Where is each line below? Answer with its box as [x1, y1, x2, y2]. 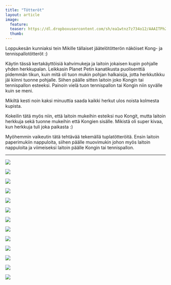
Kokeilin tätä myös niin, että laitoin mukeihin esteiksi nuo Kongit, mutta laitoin [5, 113, 166, 119]
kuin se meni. [5, 88, 34, 93]
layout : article [5, 12, 40, 17]
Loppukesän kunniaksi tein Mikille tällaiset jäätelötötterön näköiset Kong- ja [5, 45, 163, 51]
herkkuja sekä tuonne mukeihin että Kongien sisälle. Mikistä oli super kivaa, [5, 118, 163, 124]
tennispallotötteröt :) [5, 51, 48, 57]
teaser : [10, 27, 26, 32]
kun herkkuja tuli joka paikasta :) [5, 124, 73, 130]
